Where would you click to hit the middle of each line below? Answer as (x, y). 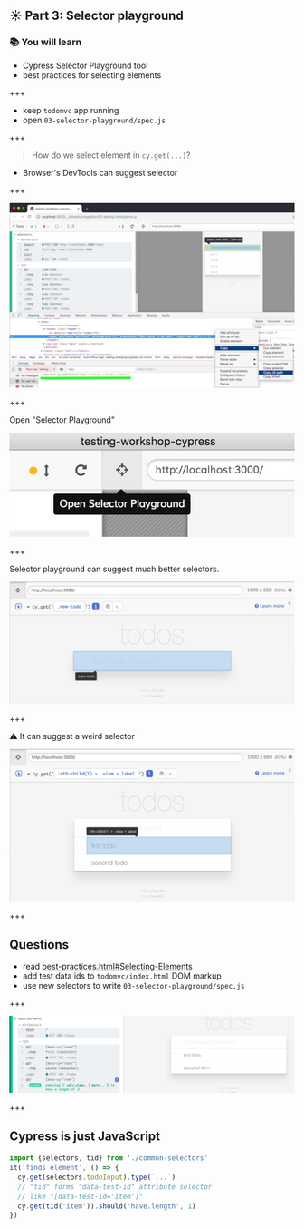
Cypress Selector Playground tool (85, 65)
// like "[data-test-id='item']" (81, 1196)
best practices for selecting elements (92, 75)
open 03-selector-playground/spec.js (94, 120)
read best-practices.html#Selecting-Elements (107, 967)
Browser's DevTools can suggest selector (100, 172)
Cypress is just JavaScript (85, 1136)
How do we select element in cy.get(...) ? (111, 155)
